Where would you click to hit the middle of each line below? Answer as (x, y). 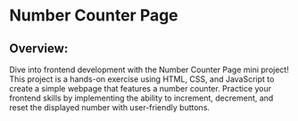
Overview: (39, 48)
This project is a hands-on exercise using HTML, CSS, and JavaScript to (142, 79)
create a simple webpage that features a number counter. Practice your (141, 89)
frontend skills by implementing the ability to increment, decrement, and (141, 98)
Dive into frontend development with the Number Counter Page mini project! (149, 69)
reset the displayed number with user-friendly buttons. (110, 107)
